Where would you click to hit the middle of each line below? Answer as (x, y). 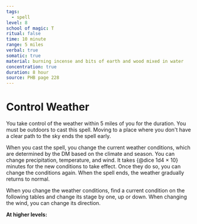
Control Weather (48, 107)
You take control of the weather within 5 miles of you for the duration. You (96, 124)
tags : (13, 12)
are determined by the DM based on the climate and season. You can (91, 154)
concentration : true (32, 67)
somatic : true (24, 56)
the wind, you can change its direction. (54, 203)
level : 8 (17, 23)
